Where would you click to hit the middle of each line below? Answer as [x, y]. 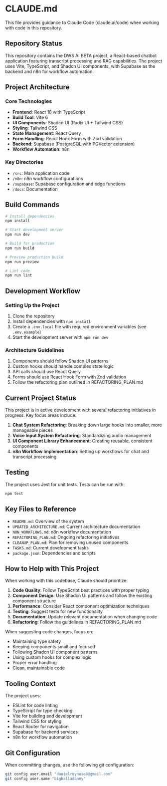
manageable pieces [33, 430]
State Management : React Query [47, 133]
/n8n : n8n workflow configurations [48, 178]
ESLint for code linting [35, 705]
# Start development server [34, 230]
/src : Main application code [41, 173]
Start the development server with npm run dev [60, 337]
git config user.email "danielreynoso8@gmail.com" [59, 774]
